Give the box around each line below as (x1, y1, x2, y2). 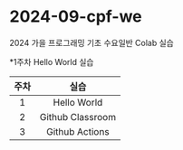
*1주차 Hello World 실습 (9, 56, 94, 67)
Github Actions (46, 125, 111, 137)
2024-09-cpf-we (9, 6, 142, 27)
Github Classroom (39, 110, 116, 123)
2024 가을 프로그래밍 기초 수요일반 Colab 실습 (9, 37, 175, 48)
